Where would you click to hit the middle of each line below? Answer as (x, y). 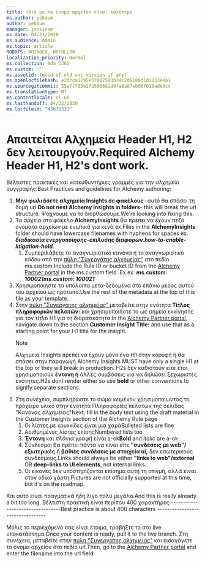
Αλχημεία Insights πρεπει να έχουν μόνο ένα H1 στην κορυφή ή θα (100, 355)
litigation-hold (34, 247)
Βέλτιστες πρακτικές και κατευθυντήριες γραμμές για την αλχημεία (93, 182)
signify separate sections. (48, 388)
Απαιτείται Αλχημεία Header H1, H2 (99, 139)
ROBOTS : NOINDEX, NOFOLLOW (41, 52)
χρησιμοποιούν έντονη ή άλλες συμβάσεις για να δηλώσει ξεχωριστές (106, 374)
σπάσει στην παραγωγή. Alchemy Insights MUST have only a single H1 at (107, 361)
